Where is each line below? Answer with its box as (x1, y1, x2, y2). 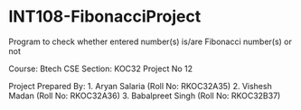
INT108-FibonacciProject (8, 6, 202, 27)
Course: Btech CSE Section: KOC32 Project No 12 (8, 63, 193, 74)
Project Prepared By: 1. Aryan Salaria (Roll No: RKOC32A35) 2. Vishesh (8, 80, 272, 91)
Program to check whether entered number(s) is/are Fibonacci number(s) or (8, 36, 293, 47)
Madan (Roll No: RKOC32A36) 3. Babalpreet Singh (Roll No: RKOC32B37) (8, 90, 281, 101)
